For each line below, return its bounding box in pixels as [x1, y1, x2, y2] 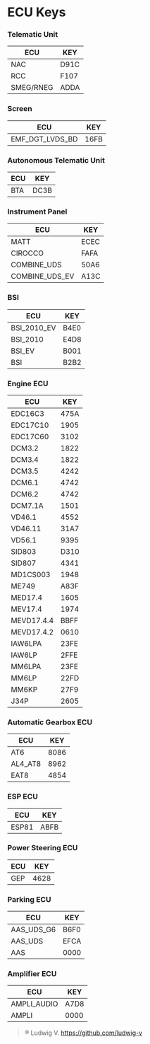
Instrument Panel [7, 207, 68, 216]
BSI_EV [11, 346, 35, 356]
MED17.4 [11, 592, 43, 602]
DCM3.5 [11, 466, 39, 476]
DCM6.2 [11, 489, 39, 499]
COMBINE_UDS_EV [11, 272, 75, 282]
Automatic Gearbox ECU [7, 717, 93, 727]
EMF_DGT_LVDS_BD [11, 134, 78, 144]
